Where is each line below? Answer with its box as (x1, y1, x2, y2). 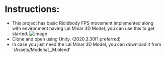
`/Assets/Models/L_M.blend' (12, 46, 71, 52)
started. (12, 30, 29, 36)
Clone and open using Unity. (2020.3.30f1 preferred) (12, 36, 121, 42)
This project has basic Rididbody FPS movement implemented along (12, 20, 154, 26)
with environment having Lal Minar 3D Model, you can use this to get (12, 25, 155, 31)
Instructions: (5, 3, 60, 15)
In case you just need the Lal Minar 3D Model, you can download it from (12, 41, 161, 47)
